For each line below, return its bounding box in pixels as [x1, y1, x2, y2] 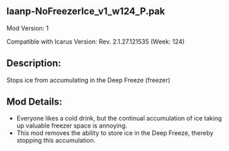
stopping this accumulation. [16, 136, 96, 145]
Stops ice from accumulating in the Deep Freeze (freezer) [6, 75, 171, 84]
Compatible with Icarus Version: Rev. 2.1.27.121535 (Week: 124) [6, 37, 185, 46]
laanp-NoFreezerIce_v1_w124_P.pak [6, 6, 165, 17]
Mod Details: [6, 96, 63, 108]
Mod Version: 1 [6, 24, 49, 32]
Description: [6, 57, 62, 69]
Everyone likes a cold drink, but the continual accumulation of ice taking [16, 114, 222, 123]
